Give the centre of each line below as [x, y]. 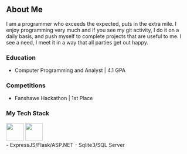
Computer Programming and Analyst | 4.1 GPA [70, 70]
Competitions [26, 85]
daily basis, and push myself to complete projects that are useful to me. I [94, 36]
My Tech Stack [28, 114]
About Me [24, 10]
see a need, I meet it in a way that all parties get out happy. [77, 42]
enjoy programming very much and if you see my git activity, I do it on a [93, 30]
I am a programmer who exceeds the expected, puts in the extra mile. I [91, 23]
